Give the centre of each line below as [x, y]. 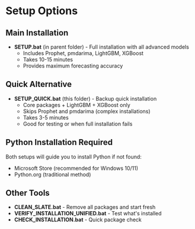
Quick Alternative [39, 84]
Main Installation [37, 33]
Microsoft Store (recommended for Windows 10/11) [76, 168]
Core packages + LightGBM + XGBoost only [77, 105]
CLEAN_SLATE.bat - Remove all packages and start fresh [85, 207]
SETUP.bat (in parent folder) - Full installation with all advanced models [101, 47]
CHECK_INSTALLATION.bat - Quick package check [78, 220]
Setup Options [42, 11]
